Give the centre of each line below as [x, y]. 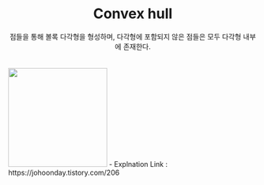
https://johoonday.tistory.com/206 [64, 172]
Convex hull [133, 14]
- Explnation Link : [138, 164]
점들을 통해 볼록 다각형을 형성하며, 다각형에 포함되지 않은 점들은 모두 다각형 [125, 36]
